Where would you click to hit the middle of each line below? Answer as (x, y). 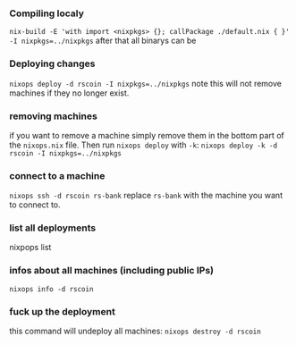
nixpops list (30, 248)
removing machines (54, 116)
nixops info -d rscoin (51, 289)
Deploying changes (52, 63)
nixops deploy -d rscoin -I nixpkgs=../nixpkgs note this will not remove (145, 83)
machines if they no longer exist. (69, 93)
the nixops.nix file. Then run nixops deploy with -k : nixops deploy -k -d (144, 145)
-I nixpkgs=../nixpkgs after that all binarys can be (103, 41)
